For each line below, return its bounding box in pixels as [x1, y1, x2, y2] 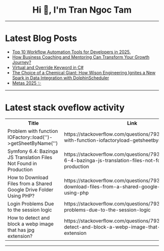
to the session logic [7, 206, 52, 213]
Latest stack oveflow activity [5, 102, 125, 113]
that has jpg [7, 227, 35, 233]
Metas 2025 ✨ [12, 80, 41, 86]
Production [7, 166, 33, 173]
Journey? [12, 59, 32, 65]
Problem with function [7, 127, 58, 134]
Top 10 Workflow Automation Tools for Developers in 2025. [12, 49, 131, 55]
